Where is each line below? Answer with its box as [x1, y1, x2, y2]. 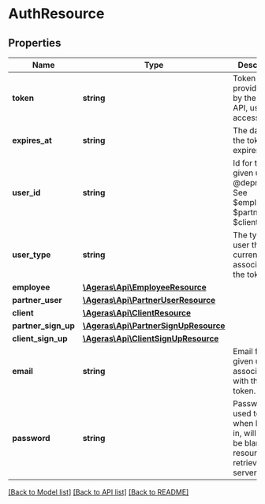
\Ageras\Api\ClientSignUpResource [82, 333, 219, 344]
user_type [12, 249, 51, 260]
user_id [12, 187, 41, 198]
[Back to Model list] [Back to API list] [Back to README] [8, 487, 189, 497]
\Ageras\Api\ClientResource [82, 308, 192, 318]
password [12, 433, 50, 443]
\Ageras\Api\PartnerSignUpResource [82, 320, 226, 331]
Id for [232, 158, 253, 168]
